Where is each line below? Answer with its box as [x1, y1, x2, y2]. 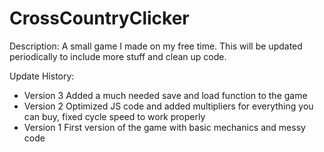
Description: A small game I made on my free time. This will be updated [9, 40, 303, 52]
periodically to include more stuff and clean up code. [9, 50, 227, 62]
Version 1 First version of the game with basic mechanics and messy [23, 121, 306, 133]
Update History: [9, 70, 75, 82]
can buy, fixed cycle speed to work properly [23, 110, 206, 122]
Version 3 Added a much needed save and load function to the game [23, 89, 308, 101]
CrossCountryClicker [9, 7, 190, 30]
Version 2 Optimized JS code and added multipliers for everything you [23, 100, 314, 112]
